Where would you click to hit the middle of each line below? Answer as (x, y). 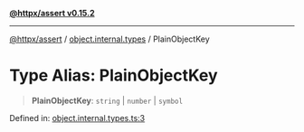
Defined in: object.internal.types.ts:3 (77, 118)
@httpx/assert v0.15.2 (52, 13)
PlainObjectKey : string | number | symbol (107, 100)
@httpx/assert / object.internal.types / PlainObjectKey (109, 39)
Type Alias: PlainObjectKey (114, 75)
